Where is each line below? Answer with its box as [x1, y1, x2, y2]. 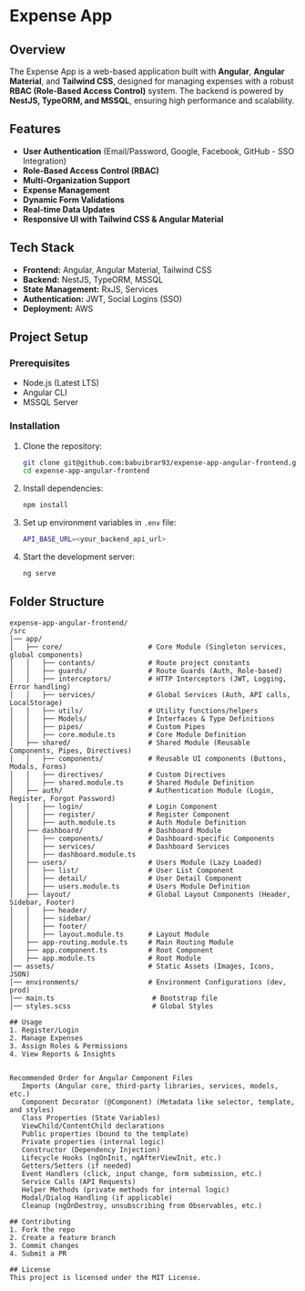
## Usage [9, 1017, 43, 1026]
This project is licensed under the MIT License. [9, 1273, 202, 1282]
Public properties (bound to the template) [21, 1129, 189, 1139]
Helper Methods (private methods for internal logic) [21, 1185, 230, 1194]
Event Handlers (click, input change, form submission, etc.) [21, 1169, 262, 1178]
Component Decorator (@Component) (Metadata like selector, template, [21, 1097, 296, 1107]
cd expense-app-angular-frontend [22, 466, 150, 475]
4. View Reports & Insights [9, 1049, 117, 1058]
